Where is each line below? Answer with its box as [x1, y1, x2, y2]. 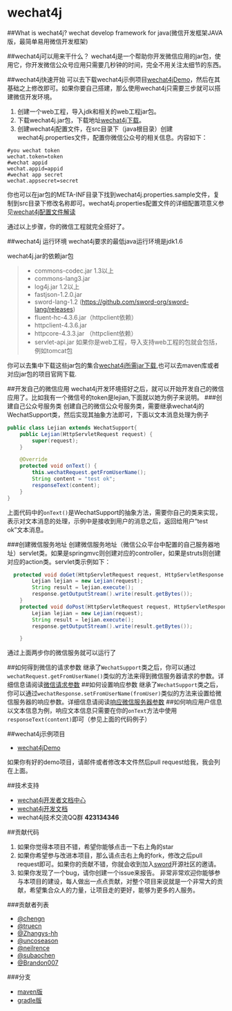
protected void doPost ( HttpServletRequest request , [19, 603, 171, 610]
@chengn [17, 915, 45, 923]
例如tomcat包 [34, 346, 73, 354]
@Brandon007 [17, 958, 59, 967]
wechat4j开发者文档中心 [17, 796, 86, 804]
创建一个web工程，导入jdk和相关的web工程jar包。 [17, 107, 160, 116]
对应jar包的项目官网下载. [7, 370, 77, 378]
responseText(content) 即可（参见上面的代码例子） [7, 715, 151, 724]
